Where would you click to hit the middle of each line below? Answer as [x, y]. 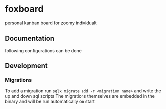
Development [27, 66]
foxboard [24, 9]
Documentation [30, 38]
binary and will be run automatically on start [50, 101]
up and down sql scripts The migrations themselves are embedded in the [80, 96]
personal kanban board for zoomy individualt [51, 23]
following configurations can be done [43, 50]
